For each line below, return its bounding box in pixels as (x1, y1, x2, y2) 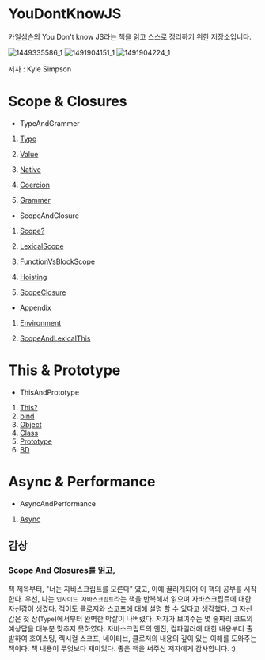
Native (19, 164, 41, 174)
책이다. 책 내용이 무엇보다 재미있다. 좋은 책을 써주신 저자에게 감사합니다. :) (8, 643, 236, 654)
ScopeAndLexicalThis (19, 334, 91, 343)
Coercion (19, 180, 50, 189)
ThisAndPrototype (19, 387, 80, 397)
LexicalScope (19, 241, 65, 250)
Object (19, 419, 42, 429)
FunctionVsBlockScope (19, 257, 96, 266)
